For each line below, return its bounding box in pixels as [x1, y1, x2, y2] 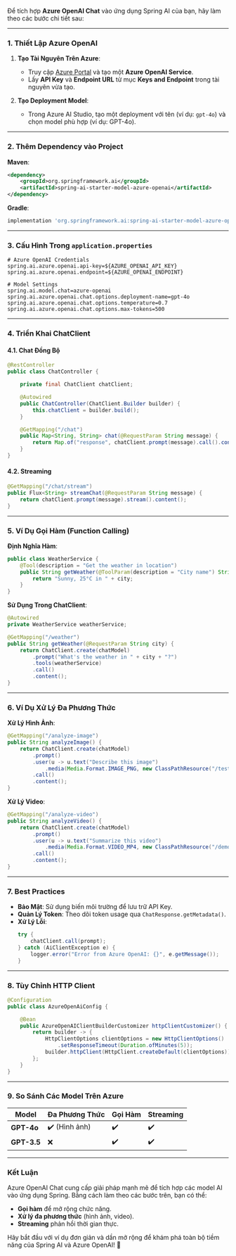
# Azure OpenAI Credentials [7, 257, 90, 264]
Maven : [7, 158, 30, 166]
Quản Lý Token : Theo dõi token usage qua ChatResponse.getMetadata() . [17, 910, 226, 918]
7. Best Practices [7, 887, 65, 896]
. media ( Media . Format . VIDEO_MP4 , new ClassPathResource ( [44, 844, 212, 851]
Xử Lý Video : [7, 797, 46, 806]
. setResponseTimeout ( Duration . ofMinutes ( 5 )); [57, 1042, 193, 1049]
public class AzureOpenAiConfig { [7, 1003, 109, 1010]
